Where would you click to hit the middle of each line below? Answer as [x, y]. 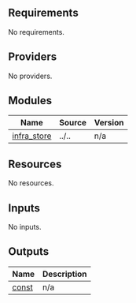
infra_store [32, 136]
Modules [30, 101]
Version [109, 123]
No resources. [31, 183]
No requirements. [37, 32]
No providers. [30, 76]
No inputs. [25, 227]
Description [65, 274]
